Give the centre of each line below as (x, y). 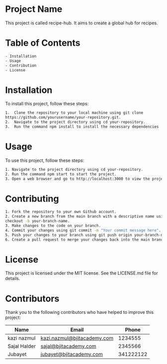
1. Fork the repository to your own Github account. (61, 212)
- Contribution (21, 66)
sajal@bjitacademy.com (68, 346)
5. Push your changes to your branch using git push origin (69, 235)
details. (13, 279)
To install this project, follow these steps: (47, 104)
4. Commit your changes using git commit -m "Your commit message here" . (83, 230)
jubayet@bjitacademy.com (72, 355)
